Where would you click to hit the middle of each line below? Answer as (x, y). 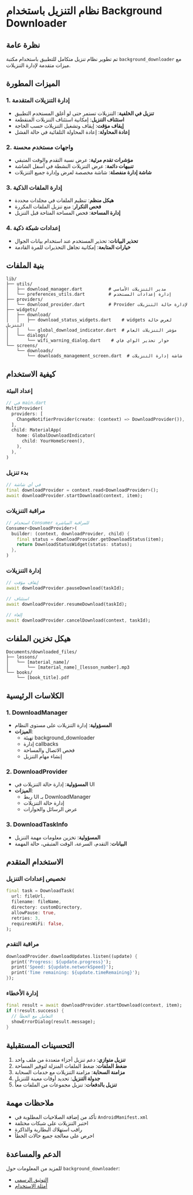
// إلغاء (14, 615)
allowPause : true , (34, 913)
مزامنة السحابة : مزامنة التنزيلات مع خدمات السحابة (70, 1072)
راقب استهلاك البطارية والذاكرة (48, 1130)
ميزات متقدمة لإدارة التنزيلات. (38, 65)
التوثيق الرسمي (31, 1180)
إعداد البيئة (19, 390)
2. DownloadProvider (37, 772)
